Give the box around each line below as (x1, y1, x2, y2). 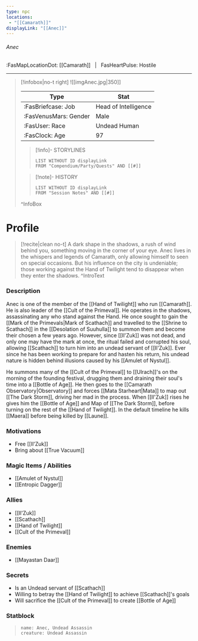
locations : (6, 14, 33, 20)
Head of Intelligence (95, 103, 152, 111)
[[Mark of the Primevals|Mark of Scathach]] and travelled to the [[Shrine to (6, 319, 187, 326)
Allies (6, 496, 23, 504)
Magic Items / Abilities (6, 461, 72, 470)
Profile (6, 221, 39, 235)
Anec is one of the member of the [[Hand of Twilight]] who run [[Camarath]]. (6, 300, 192, 307)
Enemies (6, 543, 32, 551)
